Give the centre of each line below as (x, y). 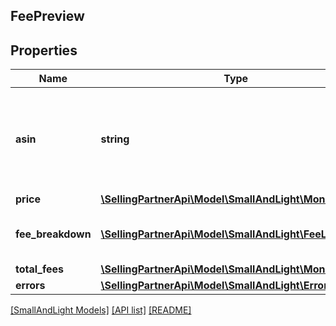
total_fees (40, 269)
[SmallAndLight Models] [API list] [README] (101, 310)
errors (30, 286)
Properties (44, 50)
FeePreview (47, 16)
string (115, 139)
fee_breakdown (53, 234)
